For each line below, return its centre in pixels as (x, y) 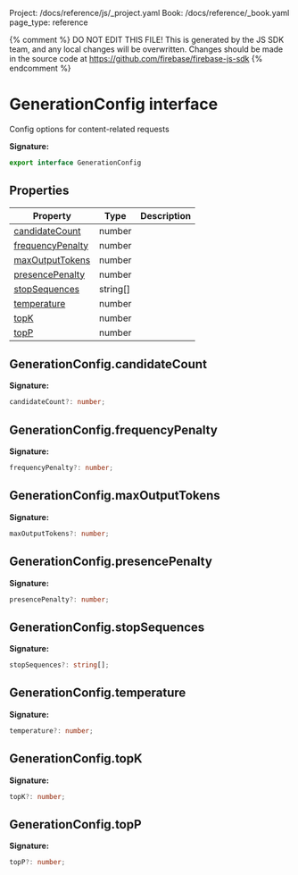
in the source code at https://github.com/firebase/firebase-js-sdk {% (136, 59)
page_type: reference (49, 22)
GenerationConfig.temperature (98, 693)
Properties (39, 191)
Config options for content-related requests (89, 129)
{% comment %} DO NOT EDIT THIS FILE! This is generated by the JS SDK (147, 40)
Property (52, 215)
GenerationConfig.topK (76, 759)
